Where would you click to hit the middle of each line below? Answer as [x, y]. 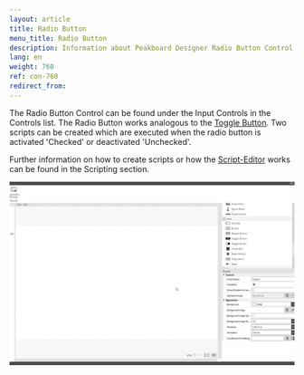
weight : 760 [32, 67]
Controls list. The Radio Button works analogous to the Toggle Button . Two [148, 122]
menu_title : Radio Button [58, 38]
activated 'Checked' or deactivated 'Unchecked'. [100, 141]
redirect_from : [38, 86]
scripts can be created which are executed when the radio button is [135, 132]
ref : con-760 [34, 77]
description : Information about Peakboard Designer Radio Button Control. [153, 48]
